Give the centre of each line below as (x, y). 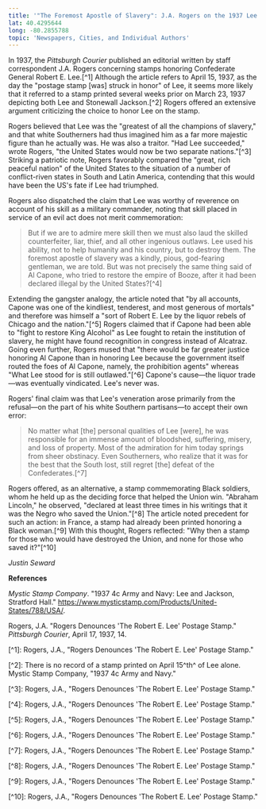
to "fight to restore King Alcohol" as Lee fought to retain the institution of (127, 333)
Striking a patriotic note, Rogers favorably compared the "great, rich (120, 160)
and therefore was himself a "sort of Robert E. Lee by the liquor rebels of (127, 316)
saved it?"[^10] (33, 548)
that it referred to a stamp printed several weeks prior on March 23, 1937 (127, 94)
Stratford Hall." (33, 602)
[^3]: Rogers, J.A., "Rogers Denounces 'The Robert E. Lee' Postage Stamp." (132, 689)
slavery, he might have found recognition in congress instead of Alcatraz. (128, 341)
